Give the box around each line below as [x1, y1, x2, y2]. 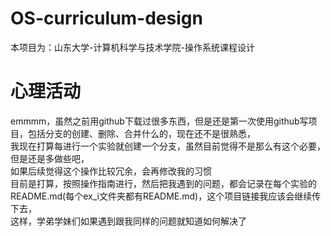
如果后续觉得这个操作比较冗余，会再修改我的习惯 [10, 165, 212, 177]
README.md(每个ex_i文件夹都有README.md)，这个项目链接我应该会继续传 [10, 190, 322, 202]
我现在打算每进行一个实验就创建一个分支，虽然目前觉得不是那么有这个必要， [10, 140, 326, 152]
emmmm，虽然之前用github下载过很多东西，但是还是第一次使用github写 [10, 115, 309, 127]
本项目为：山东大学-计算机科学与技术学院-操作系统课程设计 [10, 41, 255, 53]
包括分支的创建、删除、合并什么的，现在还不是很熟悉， [27, 127, 256, 139]
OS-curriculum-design [10, 7, 203, 30]
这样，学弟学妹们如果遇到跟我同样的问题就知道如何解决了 [10, 215, 247, 227]
